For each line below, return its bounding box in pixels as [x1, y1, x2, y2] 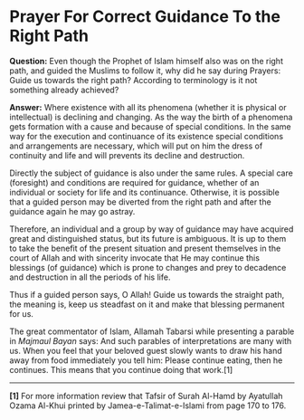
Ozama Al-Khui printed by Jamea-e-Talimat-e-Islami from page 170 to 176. [9, 400, 287, 411]
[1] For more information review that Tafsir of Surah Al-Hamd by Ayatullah [9, 390, 283, 401]
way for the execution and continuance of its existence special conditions [9, 130, 283, 141]
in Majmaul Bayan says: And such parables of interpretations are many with [9, 335, 292, 346]
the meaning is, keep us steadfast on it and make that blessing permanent [9, 299, 285, 310]
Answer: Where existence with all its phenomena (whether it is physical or [9, 101, 287, 112]
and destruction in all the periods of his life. [9, 272, 171, 282]
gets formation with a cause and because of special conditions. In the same [9, 120, 291, 132]
